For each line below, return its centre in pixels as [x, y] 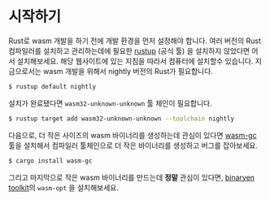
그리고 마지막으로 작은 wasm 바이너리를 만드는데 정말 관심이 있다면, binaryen [131, 177]
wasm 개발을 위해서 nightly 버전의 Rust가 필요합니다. [128, 71]
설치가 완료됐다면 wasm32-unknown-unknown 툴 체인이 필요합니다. [111, 103]
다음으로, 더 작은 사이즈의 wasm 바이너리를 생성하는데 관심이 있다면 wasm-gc [133, 135]
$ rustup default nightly [52, 86]
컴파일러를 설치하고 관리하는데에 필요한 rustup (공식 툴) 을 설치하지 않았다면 [129, 50]
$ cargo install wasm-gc [50, 161]
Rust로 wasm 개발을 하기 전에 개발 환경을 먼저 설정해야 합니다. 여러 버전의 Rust [135, 41]
